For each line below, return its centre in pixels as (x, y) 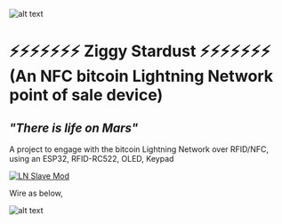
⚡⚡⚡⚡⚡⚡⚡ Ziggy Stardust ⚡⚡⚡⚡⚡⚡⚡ (140, 51)
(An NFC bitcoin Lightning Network (141, 76)
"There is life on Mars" (74, 128)
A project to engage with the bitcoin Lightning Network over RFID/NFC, (139, 149)
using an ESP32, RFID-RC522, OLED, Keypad (92, 159)
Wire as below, (36, 193)
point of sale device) (86, 96)
